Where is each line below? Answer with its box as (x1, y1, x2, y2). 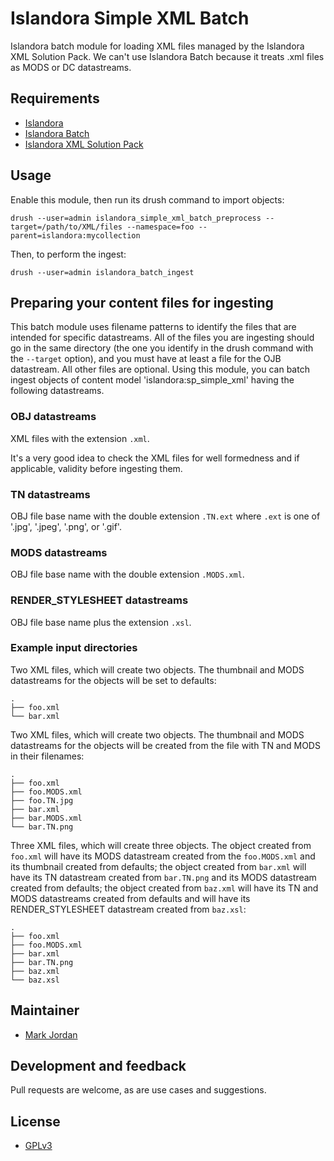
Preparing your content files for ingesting (10, 294, 274, 311)
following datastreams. (10, 385, 105, 397)
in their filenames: (10, 750, 85, 762)
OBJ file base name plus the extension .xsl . (10, 616, 192, 628)
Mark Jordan (24, 1028, 78, 1041)
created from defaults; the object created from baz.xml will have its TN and (10, 882, 319, 894)
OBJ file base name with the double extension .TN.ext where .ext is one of (10, 510, 321, 522)
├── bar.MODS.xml (10, 813, 83, 823)
